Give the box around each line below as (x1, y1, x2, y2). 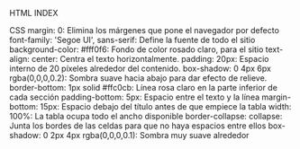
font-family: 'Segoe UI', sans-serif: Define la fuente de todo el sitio (9, 35, 256, 45)
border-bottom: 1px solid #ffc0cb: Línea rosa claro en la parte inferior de (9, 83, 277, 92)
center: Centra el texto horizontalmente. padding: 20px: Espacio (31, 54, 269, 64)
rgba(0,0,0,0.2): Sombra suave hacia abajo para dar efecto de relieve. (9, 73, 268, 83)
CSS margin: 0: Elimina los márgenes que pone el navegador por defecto (9, 25, 279, 35)
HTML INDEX (9, 8, 59, 18)
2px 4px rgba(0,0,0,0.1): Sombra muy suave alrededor (50, 130, 250, 140)
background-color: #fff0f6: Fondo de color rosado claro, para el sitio (9, 44, 264, 55)
